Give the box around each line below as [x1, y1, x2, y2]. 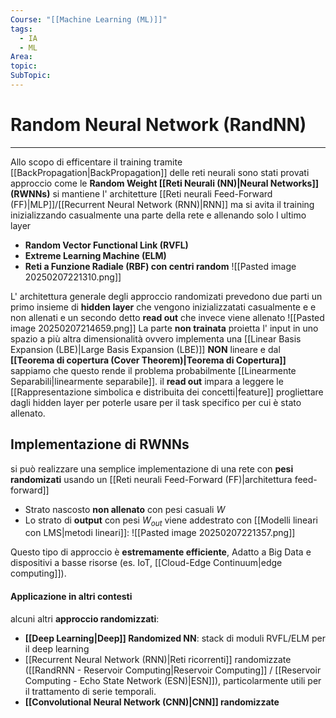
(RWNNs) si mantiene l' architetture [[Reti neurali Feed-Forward [10, 187, 273, 200]
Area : [10, 52, 33, 62]
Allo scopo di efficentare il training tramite [10, 156, 183, 168]
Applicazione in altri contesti [10, 591, 133, 603]
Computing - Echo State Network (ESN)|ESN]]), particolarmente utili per [24, 674, 322, 686]
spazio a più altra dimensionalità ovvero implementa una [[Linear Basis [10, 332, 302, 345]
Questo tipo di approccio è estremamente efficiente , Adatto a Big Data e [10, 546, 312, 558]
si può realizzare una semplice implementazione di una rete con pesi [10, 462, 294, 475]
